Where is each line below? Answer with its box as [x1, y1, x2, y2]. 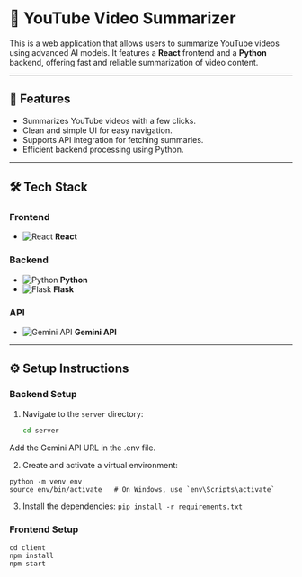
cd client [9, 543, 47, 552]
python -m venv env [9, 476, 83, 486]
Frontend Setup [9, 523, 79, 536]
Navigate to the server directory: [22, 408, 144, 419]
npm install [9, 551, 54, 560]
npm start [9, 559, 47, 568]
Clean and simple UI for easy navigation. [22, 125, 173, 136]
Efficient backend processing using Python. [22, 144, 184, 155]
